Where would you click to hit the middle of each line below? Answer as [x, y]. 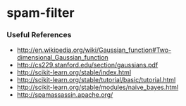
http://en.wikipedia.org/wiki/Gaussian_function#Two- [94, 50]
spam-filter [41, 13]
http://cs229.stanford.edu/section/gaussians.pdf [87, 65]
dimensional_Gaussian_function [62, 58]
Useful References [39, 35]
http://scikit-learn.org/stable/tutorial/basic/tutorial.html [96, 80]
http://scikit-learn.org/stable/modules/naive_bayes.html [98, 87]
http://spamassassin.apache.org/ [65, 95]
